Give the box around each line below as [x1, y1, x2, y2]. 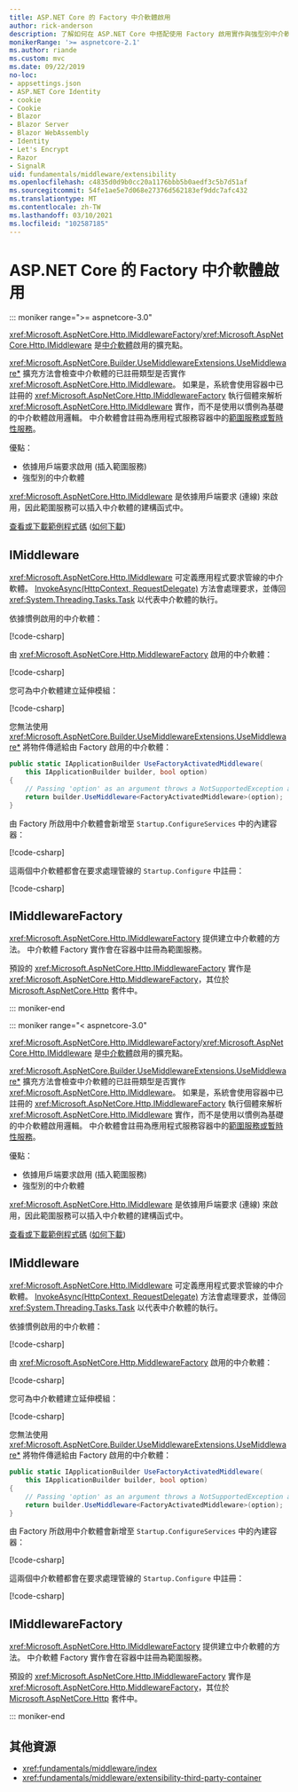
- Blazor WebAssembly [9, 129, 90, 138]
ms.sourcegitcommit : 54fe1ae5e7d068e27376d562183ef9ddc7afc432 [9, 186, 248, 195]
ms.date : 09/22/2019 [9, 63, 86, 72]
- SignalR [9, 161, 46, 170]
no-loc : [9, 71, 38, 80]
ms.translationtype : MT [9, 194, 98, 204]
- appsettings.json [9, 79, 82, 88]
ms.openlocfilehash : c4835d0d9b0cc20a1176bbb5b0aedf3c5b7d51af [9, 178, 248, 187]
